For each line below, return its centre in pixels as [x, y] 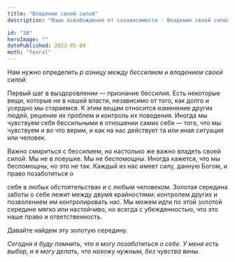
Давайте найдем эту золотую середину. [67, 230]
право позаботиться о [40, 173]
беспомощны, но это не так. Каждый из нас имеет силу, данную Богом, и [117, 166]
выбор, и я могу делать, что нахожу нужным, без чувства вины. [104, 251]
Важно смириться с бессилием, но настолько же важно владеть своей [114, 151]
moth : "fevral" [29, 52]
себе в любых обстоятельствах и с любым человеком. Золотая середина [117, 187]
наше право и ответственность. [55, 217]
